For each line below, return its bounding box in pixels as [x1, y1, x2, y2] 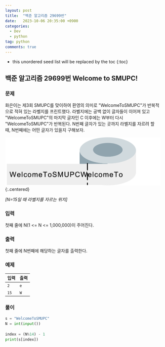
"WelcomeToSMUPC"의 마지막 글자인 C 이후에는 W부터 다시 [5, 115, 124, 121]
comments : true [5, 44, 37, 49]
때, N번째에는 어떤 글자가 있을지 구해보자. [5, 127, 85, 133]
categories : [5, 24, 30, 29]
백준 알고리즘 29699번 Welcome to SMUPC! [5, 74, 138, 83]
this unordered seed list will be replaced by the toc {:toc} [12, 58, 128, 64]
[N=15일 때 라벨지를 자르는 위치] [5, 196, 68, 202]
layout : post [5, 8, 32, 13]
